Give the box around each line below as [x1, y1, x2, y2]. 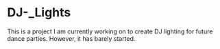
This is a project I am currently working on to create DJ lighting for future [7, 27, 213, 35]
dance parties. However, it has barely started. [7, 34, 136, 42]
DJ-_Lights [7, 5, 71, 20]
